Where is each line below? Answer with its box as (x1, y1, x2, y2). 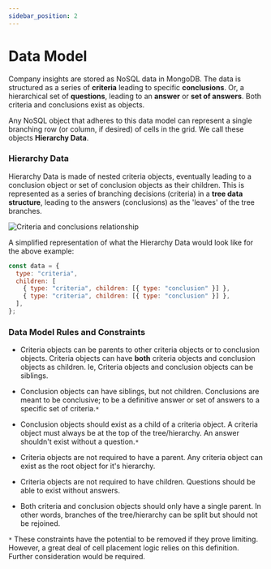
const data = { (8, 262, 60, 270)
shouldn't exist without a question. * (19, 437, 140, 447)
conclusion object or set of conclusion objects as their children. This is (8, 180, 245, 189)
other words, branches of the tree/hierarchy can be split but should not (19, 510, 258, 520)
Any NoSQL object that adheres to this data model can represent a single (8, 115, 253, 125)
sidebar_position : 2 (8, 11, 79, 20)
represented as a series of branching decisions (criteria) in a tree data (8, 189, 243, 198)
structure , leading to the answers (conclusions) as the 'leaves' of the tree (8, 197, 256, 207)
